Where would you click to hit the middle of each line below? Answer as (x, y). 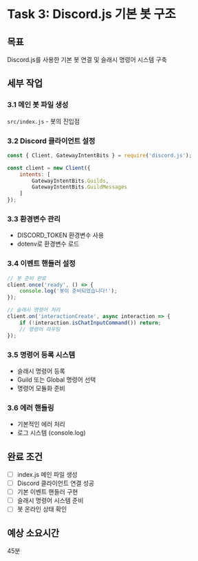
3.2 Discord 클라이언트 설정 (51, 141)
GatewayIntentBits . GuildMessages (80, 187)
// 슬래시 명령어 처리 (34, 310)
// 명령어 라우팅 (40, 329)
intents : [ (35, 174)
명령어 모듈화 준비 (41, 388)
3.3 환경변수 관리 (34, 219)
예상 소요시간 (33, 533)
